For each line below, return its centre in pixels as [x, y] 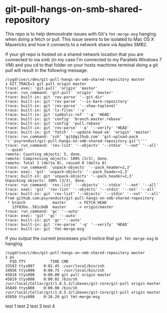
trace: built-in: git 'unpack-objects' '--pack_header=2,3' [70, 176]
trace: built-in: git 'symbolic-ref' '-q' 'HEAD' [58, 115]
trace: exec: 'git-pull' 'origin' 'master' [52, 88]
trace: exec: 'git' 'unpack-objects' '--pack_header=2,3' [67, 172]
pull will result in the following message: [47, 70]
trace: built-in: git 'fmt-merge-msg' [46, 229]
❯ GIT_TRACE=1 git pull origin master [46, 84]
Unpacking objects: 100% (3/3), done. [46, 180]
